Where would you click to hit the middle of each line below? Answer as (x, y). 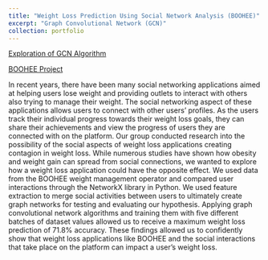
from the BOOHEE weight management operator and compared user (121, 179)
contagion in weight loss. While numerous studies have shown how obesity (132, 153)
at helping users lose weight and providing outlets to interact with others (128, 93)
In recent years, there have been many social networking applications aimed (134, 85)
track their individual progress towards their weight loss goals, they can (126, 119)
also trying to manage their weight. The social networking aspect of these (130, 102)
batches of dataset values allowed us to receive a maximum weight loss (127, 221)
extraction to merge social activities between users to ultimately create (125, 196)
